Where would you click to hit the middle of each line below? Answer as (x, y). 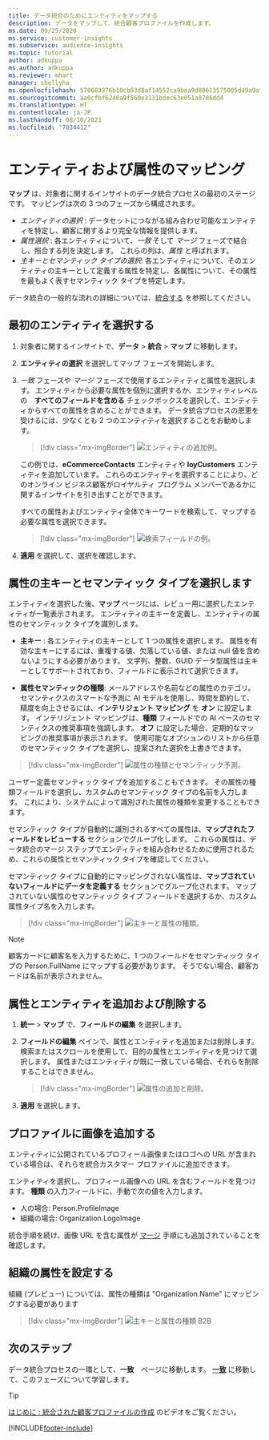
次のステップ (40, 1348)
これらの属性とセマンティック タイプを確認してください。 (118, 859)
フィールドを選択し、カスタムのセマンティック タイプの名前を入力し (128, 792)
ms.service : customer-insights (60, 38)
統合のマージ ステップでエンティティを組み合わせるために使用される (135, 849)
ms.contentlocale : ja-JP (50, 113)
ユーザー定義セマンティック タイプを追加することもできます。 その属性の (129, 782)
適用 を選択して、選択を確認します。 (80, 555)
